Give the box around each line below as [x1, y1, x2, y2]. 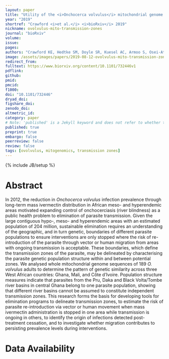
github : [5, 73, 22, 78]
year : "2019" [5, 17, 33, 22]
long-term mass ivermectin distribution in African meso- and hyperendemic [5, 201, 162, 208]
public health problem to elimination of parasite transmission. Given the [5, 213, 153, 219]
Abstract [5, 180, 43, 191]
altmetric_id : [5, 111, 35, 116]
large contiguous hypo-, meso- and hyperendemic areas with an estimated [5, 218, 160, 224]
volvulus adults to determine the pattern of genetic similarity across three [5, 266, 157, 272]
